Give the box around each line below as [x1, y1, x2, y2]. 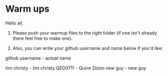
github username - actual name [5, 55, 71, 61]
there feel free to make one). [12, 35, 73, 41]
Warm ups [5, 3, 50, 15]
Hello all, [5, 20, 24, 26]
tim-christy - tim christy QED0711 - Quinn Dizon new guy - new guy [5, 65, 147, 71]
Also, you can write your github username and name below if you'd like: [12, 45, 163, 51]
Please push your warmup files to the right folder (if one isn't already [12, 30, 157, 36]
